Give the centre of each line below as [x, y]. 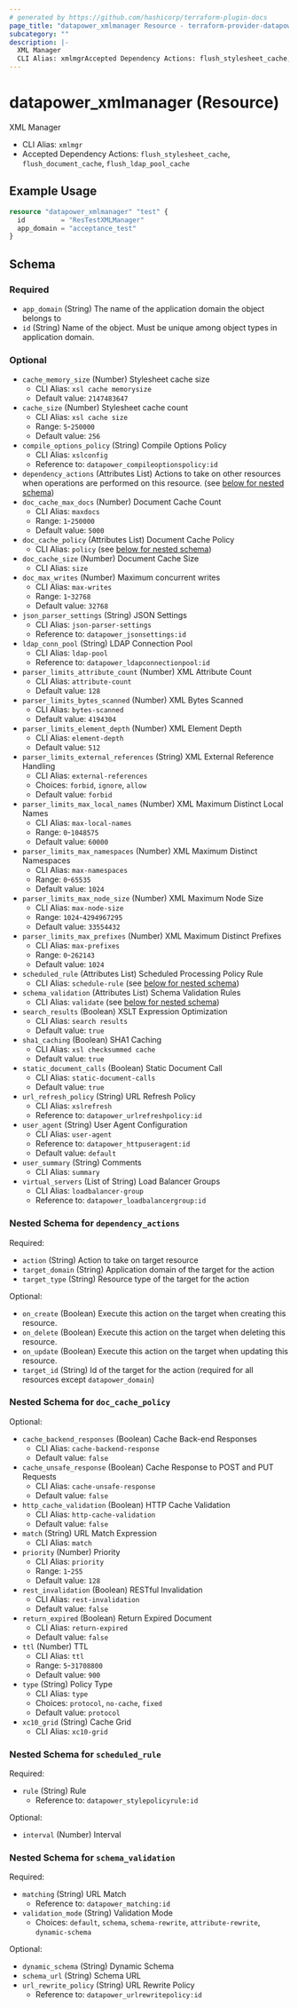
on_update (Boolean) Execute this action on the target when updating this [155, 1351]
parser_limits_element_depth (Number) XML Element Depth [132, 728]
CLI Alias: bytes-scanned [79, 710]
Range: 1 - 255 [59, 1571]
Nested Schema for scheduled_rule [85, 1754]
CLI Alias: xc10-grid [71, 1731]
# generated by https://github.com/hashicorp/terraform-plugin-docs [138, 17]
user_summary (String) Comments [82, 1163]
